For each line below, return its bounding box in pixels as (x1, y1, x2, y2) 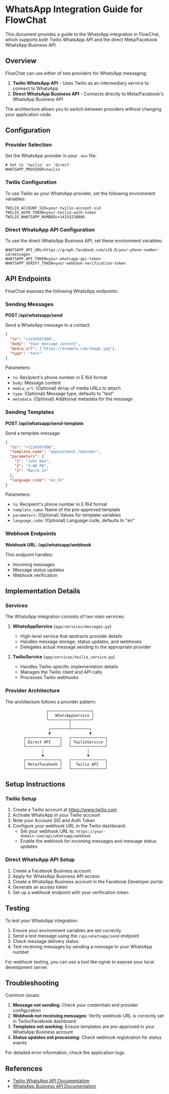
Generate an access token (12, 884, 67, 890)
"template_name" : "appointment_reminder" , (10, 449, 101, 455)
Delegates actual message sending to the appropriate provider (20, 644, 151, 650)
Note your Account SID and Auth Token (12, 817, 95, 824)
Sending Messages (5, 300, 54, 307)
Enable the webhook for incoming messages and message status (20, 838, 157, 844)
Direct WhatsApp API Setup (5, 856, 75, 863)
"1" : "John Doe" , (14, 459, 51, 464)
